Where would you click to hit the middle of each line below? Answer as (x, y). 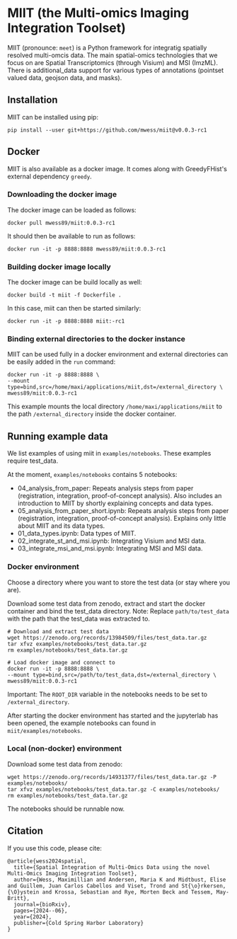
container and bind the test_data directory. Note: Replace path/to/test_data (118, 611)
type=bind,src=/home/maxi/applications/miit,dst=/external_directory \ (115, 387)
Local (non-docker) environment (65, 749)
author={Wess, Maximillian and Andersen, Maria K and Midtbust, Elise (120, 880)
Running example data (58, 436)
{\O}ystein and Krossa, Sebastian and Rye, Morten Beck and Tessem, (110, 892)
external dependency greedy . (50, 176)
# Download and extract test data (58, 631)
